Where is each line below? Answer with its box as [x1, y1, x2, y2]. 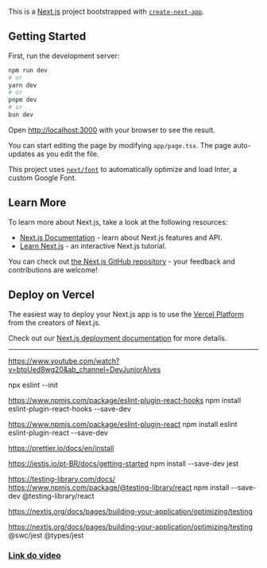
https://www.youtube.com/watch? [8, 356, 120, 366]
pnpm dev [8, 96, 37, 104]
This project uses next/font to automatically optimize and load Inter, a [8, 164, 238, 174]
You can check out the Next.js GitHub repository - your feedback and [8, 257, 236, 266]
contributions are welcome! [8, 264, 98, 274]
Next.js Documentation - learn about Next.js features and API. [19, 233, 222, 242]
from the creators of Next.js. [8, 318, 101, 327]
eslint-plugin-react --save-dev [8, 428, 109, 437]
